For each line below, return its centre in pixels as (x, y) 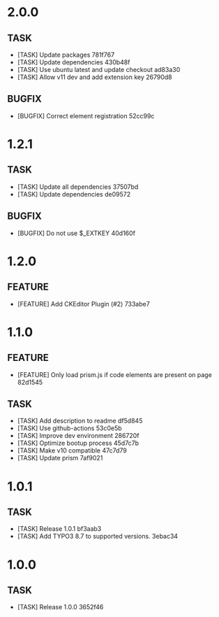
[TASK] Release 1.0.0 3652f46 (60, 607)
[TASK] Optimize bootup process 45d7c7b (78, 443)
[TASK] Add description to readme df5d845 (80, 421)
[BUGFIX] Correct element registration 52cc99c (86, 115)
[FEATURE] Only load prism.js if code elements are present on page (115, 374)
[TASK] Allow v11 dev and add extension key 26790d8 (95, 77)
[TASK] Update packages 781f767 (66, 55)
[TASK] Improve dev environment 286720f (78, 436)
